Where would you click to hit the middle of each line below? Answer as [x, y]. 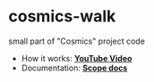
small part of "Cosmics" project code [77, 41]
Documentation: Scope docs [74, 68]
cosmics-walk [62, 16]
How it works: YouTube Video [77, 58]
